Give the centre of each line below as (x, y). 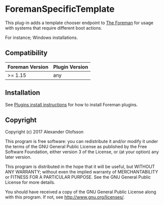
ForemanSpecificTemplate (60, 9)
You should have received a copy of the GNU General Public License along (81, 192)
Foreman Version (28, 67)
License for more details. (30, 182)
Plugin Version (71, 67)
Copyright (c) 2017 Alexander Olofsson (44, 132)
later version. (18, 157)
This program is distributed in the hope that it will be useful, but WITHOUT (80, 167)
